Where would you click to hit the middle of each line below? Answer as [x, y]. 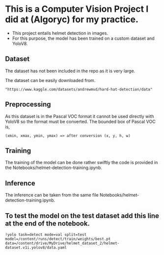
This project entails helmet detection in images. [60, 33]
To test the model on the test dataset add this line [82, 215]
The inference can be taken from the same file [52, 195]
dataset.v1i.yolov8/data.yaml [36, 248]
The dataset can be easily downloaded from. [50, 80]
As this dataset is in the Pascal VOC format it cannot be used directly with [80, 116]
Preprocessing [28, 104]
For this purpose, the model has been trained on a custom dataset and [83, 38]
